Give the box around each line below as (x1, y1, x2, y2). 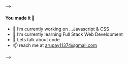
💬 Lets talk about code (12, 37, 60, 43)
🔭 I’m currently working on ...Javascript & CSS (12, 26, 109, 32)
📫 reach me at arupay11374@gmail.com (12, 42, 98, 48)
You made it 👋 (5, 15, 35, 21)
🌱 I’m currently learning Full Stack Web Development (12, 31, 123, 37)
